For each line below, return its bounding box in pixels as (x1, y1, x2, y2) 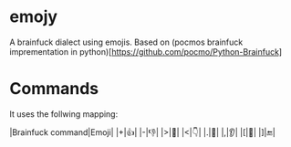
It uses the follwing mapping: (9, 108, 119, 120)
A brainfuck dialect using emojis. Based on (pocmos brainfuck (9, 37, 244, 47)
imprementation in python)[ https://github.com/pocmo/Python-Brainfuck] (9, 46, 283, 57)
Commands (9, 79, 99, 100)
